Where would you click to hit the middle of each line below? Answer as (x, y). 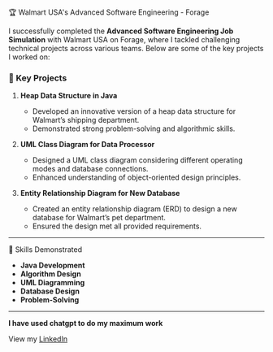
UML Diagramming (52, 283)
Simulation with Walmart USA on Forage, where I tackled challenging (124, 39)
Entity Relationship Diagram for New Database (100, 193)
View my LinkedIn (38, 339)
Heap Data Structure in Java (69, 96)
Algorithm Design (50, 274)
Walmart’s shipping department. (86, 120)
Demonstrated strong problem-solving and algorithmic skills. (134, 128)
